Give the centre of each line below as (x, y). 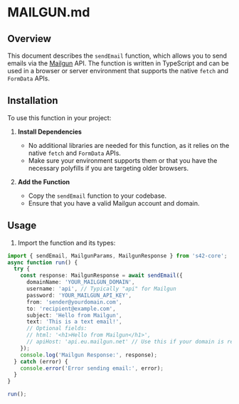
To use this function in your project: (59, 117)
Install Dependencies (49, 132)
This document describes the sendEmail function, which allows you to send (117, 55)
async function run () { (43, 262)
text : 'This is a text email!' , (74, 322)
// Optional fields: (57, 329)
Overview (30, 39)
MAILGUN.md (49, 12)
